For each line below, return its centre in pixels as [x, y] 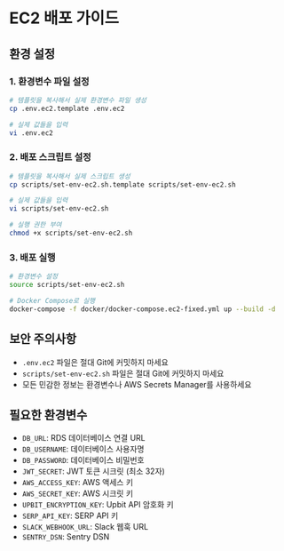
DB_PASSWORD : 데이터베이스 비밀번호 [83, 460]
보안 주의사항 [43, 339]
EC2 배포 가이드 [64, 18]
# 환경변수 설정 [34, 276]
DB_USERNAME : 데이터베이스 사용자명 [83, 449]
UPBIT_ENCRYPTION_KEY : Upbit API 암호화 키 [98, 505]
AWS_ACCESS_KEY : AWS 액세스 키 [78, 483]
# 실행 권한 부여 [35, 225]
